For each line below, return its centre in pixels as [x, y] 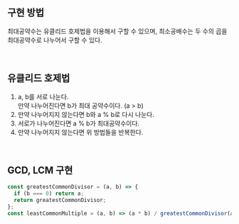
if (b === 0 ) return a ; [49, 194]
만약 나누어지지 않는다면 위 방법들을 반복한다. [80, 132]
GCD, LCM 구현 [40, 170]
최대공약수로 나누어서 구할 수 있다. [55, 40]
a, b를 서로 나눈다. [43, 96]
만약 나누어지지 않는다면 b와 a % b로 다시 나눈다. [86, 114]
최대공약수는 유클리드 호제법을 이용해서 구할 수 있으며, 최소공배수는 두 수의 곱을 [117, 31]
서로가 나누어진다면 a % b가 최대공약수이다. [79, 123]
